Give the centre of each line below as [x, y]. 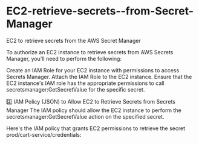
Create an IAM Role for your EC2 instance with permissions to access [93, 70]
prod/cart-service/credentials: [44, 134]
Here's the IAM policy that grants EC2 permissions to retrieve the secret [96, 128]
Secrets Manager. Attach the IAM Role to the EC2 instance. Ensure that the [99, 77]
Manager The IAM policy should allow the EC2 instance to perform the [94, 110]
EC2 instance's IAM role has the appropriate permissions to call [85, 83]
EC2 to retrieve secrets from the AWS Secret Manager [73, 40]
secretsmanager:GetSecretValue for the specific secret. [76, 89]
